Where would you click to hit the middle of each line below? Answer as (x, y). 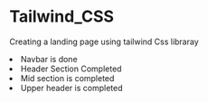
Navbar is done (50, 59)
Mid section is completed (68, 78)
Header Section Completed (71, 69)
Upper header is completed (72, 88)
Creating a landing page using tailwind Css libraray (104, 42)
